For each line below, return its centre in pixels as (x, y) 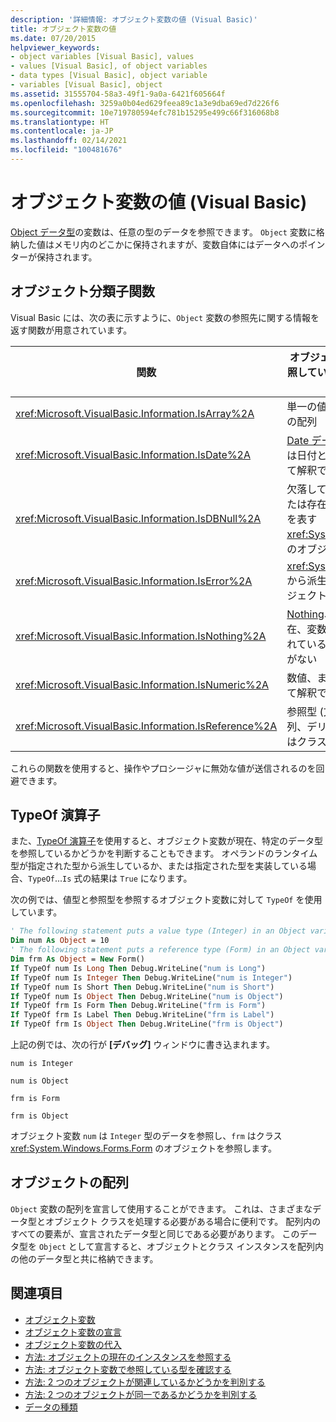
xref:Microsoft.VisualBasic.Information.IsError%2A (134, 581)
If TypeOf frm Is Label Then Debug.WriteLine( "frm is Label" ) (142, 1015)
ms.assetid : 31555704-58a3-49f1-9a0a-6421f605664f (118, 94)
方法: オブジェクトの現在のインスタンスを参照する (128, 1357)
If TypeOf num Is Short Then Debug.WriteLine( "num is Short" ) (142, 987)
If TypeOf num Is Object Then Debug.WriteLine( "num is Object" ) (147, 996)
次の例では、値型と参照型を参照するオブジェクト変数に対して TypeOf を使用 (166, 900)
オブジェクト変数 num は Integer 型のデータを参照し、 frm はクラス (146, 1136)
